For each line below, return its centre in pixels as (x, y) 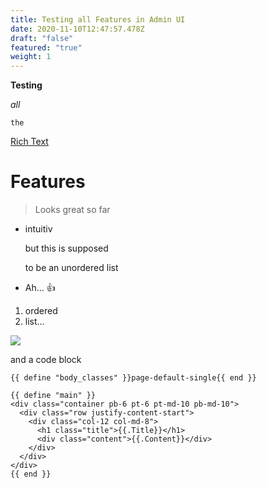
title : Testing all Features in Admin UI (98, 19)
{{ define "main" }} (53, 396)
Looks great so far (72, 210)
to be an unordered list (71, 268)
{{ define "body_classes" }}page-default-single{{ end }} (133, 378)
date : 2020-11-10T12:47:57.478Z (77, 29)
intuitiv (38, 229)
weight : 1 (31, 57)
